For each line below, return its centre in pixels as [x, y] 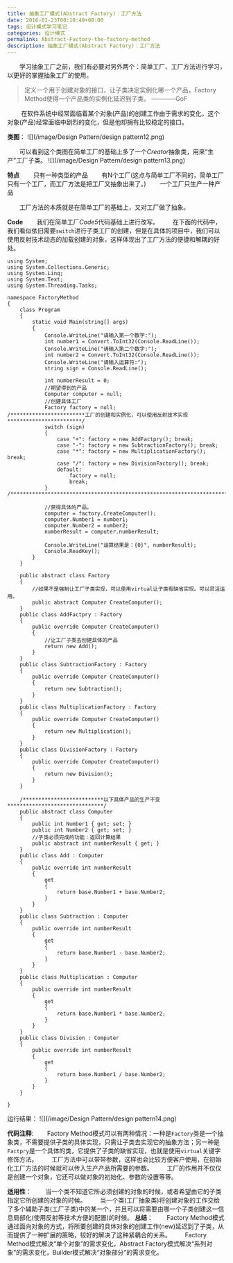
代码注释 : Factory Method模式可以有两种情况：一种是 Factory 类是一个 [112, 1133]
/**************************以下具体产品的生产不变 [90, 800]
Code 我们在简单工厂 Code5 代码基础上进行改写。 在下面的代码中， [114, 222]
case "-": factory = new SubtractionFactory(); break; [137, 445]
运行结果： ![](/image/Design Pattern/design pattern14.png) [92, 1118]
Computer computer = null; [83, 394]
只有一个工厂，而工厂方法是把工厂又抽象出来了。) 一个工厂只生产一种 [111, 184]
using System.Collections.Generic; [59, 267]
